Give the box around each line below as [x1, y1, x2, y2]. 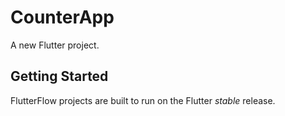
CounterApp [10, 6, 115, 29]
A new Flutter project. [10, 39, 100, 51]
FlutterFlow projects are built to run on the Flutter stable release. [10, 94, 276, 106]
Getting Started [10, 68, 109, 85]
